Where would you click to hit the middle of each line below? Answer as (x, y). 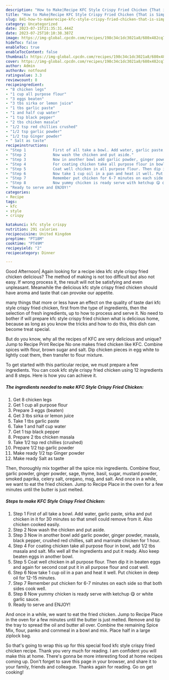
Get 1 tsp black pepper (36, 432)
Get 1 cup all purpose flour (40, 405)
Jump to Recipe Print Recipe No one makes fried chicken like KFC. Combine (84, 345)
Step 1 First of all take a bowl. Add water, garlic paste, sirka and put (82, 514)
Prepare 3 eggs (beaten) (38, 410)
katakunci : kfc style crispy (36, 225)
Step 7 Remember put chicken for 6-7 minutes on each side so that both (88, 583)
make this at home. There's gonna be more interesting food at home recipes (84, 656)
